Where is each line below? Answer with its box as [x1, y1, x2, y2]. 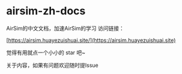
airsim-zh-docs [6, 4, 86, 18]
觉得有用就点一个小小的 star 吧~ [6, 49, 86, 56]
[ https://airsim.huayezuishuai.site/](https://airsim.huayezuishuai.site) [6, 36, 176, 44]
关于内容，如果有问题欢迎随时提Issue [6, 61, 99, 69]
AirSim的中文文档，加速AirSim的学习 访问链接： [6, 24, 125, 32]
